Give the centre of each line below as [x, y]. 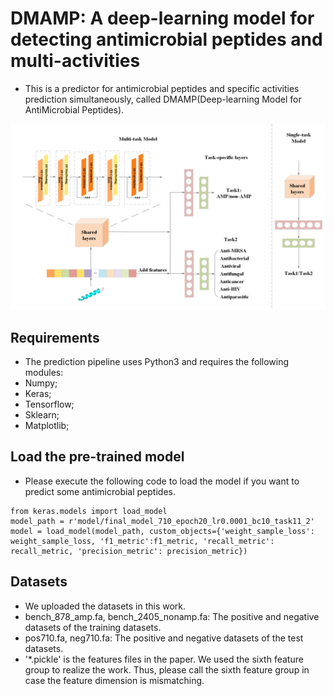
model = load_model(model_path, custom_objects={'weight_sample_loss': [162, 531]
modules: [44, 373]
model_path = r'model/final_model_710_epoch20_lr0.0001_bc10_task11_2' [162, 521]
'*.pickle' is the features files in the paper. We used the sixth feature [164, 659]
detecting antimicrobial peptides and [166, 39]
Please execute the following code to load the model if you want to [162, 481]
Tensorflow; [49, 404]
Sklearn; [42, 415]
